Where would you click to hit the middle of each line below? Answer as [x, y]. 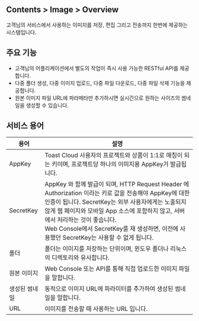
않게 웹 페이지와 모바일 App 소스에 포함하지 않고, [108, 211]
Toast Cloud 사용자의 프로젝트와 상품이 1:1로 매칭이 [113, 155]
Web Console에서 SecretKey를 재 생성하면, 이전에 [111, 229]
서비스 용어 [25, 126]
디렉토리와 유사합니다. [80, 258]
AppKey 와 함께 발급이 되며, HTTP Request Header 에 [117, 185]
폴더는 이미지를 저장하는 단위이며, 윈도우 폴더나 [106, 249]
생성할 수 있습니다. [47, 105]
